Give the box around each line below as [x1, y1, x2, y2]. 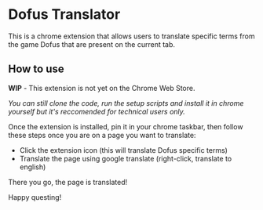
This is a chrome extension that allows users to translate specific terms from [8, 31, 255, 41]
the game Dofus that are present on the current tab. [8, 39, 175, 49]
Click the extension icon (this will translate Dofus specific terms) [19, 145, 228, 154]
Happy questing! [8, 192, 62, 201]
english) [19, 162, 46, 172]
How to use [8, 63, 64, 76]
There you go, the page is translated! [8, 177, 128, 186]
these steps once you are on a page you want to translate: [8, 130, 196, 139]
